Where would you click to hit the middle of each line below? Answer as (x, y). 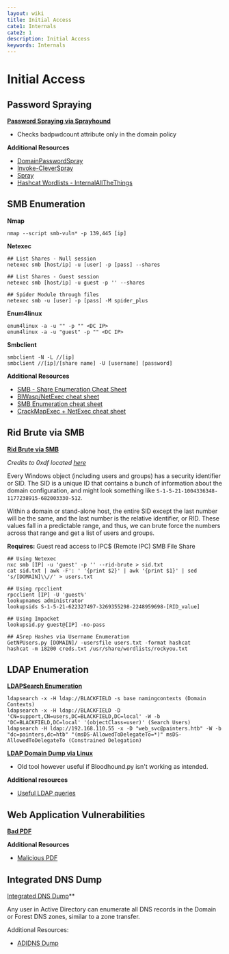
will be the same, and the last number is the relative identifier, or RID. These (113, 518)
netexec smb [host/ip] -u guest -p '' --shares (76, 283)
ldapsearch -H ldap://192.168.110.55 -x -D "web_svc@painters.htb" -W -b (114, 729)
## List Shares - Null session (52, 259)
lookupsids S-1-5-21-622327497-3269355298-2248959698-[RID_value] (104, 607)
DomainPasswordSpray (50, 161)
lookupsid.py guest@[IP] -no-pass (56, 625)
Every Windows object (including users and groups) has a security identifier (114, 476)
